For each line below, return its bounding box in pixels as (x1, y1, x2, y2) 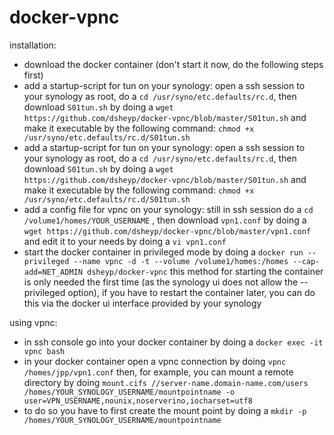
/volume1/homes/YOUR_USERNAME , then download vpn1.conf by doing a (23, 214, 307, 226)
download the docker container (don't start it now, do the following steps (23, 58, 324, 70)
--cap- (292, 256, 321, 266)
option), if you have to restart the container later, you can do (67, 286, 316, 298)
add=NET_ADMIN (23, 267, 83, 277)
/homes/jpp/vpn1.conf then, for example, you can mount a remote (23, 366, 294, 378)
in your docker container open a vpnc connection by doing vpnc (23, 355, 287, 367)
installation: (9, 39, 57, 51)
